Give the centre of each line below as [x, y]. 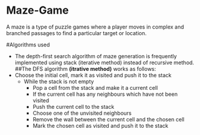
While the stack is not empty [59, 81]
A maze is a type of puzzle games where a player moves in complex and [95, 27]
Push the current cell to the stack [73, 106]
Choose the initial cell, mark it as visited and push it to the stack [93, 75]
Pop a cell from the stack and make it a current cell [95, 87]
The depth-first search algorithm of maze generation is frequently [96, 56]
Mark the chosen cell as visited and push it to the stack [100, 125]
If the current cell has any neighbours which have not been [105, 94]
